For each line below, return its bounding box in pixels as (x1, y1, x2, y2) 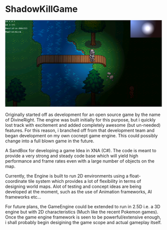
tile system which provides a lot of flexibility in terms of (28, 178, 142, 184)
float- (129, 173, 141, 179)
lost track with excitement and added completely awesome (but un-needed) (5, 122, 161, 128)
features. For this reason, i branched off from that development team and (5, 127, 155, 133)
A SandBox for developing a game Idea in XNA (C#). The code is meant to (5, 148, 157, 154)
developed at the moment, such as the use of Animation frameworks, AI (5, 189, 152, 195)
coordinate (5, 178, 27, 184)
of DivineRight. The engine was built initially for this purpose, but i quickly (5, 117, 156, 123)
